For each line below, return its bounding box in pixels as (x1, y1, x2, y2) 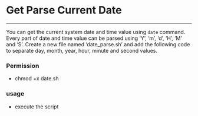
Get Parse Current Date (6, 4, 122, 17)
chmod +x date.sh (14, 75, 59, 82)
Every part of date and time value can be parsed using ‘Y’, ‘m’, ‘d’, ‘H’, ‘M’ (6, 35, 182, 42)
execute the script (14, 103, 59, 110)
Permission (6, 62, 39, 70)
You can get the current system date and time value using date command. (6, 28, 186, 35)
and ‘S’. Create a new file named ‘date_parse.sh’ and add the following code (6, 40, 190, 47)
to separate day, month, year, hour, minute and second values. (6, 47, 158, 54)
